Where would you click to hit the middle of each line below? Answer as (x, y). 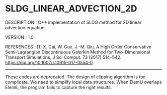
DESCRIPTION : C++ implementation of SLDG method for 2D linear (73, 22)
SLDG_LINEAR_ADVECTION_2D (71, 9)
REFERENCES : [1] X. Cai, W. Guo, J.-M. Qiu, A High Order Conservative (78, 47)
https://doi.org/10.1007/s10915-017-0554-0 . (50, 62)
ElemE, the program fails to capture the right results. (59, 87)
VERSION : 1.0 (19, 37)
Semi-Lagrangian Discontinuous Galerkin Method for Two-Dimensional (78, 52)
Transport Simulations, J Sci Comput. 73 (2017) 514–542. (63, 57)
